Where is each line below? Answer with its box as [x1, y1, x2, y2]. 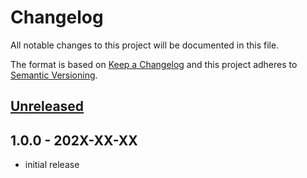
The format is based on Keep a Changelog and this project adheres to [10, 58, 298, 70]
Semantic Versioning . [10, 69, 98, 81]
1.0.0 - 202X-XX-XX [10, 132, 138, 149]
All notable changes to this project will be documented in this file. [10, 39, 280, 51]
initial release [24, 159, 80, 171]
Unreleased [10, 98, 85, 115]
